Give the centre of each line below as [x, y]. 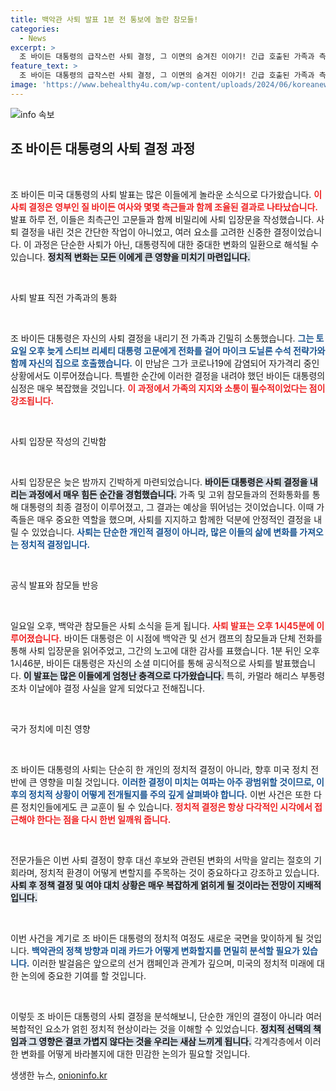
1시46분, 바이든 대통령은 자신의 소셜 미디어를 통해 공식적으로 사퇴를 [141, 663]
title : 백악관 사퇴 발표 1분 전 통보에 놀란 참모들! [104, 19]
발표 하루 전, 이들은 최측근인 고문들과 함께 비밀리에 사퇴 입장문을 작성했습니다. [162, 219]
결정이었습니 [298, 232]
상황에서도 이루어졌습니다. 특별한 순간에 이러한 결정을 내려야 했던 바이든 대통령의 [168, 375]
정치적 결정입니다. [55, 544]
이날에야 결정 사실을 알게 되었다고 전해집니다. [117, 688]
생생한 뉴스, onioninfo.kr [59, 1075]
